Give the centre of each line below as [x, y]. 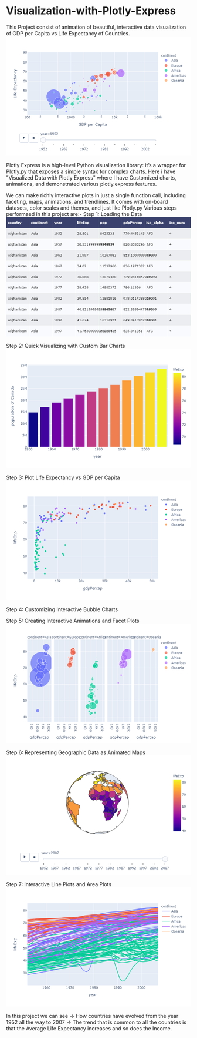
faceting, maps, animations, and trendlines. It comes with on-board [87, 201]
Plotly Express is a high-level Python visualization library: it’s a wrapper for [96, 165]
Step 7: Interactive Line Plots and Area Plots [59, 884]
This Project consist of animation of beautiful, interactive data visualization [96, 27]
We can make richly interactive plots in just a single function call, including [96, 195]
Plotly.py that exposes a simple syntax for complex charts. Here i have [91, 171]
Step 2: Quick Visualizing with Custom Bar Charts [66, 346]
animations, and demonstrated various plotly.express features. [81, 184]
